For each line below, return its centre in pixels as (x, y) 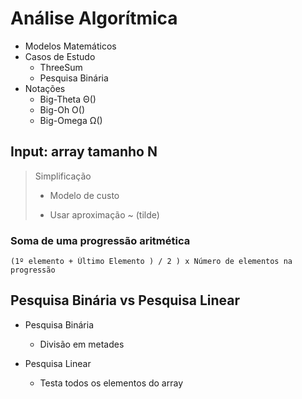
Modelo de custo (84, 195)
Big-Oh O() (62, 109)
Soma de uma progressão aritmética (100, 240)
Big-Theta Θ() (68, 99)
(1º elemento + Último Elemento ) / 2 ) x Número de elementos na (151, 262)
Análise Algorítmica (94, 18)
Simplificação (63, 176)
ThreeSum (61, 67)
